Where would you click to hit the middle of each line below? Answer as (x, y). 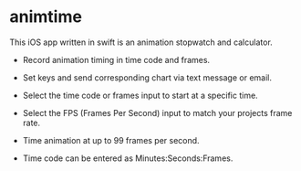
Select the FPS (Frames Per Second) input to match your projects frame (157, 112)
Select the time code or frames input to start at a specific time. (140, 95)
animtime (46, 17)
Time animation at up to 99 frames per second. (111, 140)
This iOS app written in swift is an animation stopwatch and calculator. (141, 42)
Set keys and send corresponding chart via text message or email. (147, 77)
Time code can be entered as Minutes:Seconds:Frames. (128, 158)
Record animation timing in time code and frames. (116, 59)
